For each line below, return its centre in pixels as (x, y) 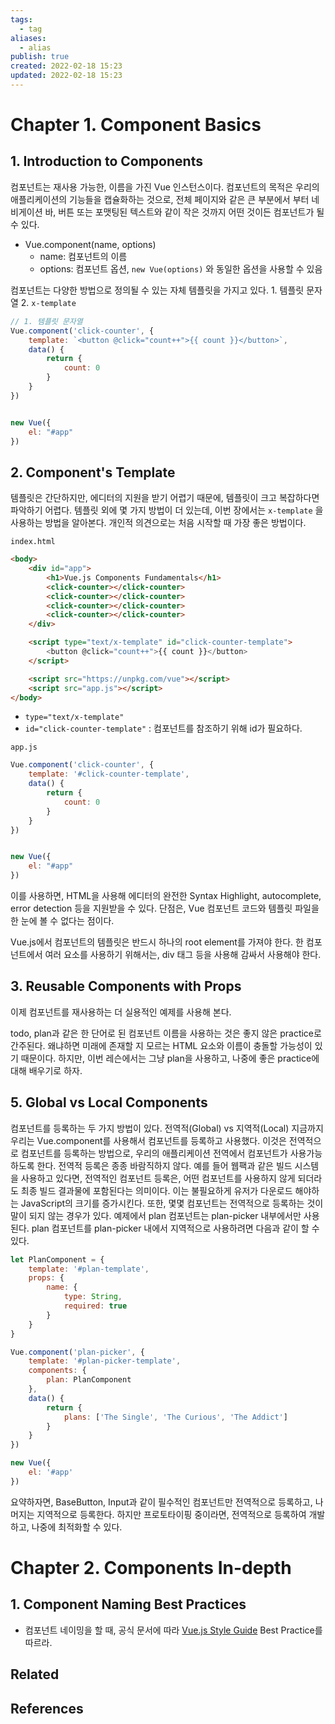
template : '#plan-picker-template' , (105, 1361)
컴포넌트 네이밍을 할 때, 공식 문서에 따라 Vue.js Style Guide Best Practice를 (173, 1630)
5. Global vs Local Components (109, 1102)
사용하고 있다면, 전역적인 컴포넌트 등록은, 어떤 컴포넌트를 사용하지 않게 (158, 1178)
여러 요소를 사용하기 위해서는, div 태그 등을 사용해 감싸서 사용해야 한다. (183, 955)
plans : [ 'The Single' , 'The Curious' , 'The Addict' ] (175, 1417)
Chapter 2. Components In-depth (151, 1568)
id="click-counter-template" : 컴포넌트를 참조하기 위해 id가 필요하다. (163, 728)
